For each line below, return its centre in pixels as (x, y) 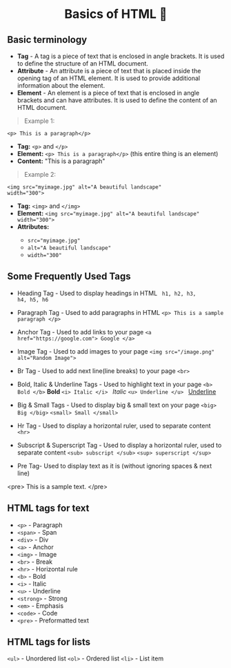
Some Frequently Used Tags (69, 277)
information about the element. (61, 85)
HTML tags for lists (49, 642)
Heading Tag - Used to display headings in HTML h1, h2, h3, (107, 293)
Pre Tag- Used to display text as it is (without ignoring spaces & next (114, 466)
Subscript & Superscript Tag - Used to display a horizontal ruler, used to (119, 445)
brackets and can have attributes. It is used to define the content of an (117, 100)
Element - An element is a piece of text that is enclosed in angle (108, 93)
